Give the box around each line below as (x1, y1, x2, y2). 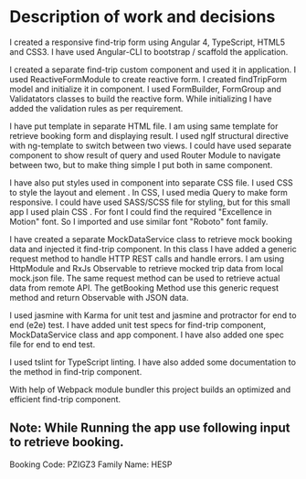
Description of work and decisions (9, 6, 276, 27)
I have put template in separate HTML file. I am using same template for (9, 121, 279, 132)
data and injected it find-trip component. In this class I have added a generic (9, 243, 297, 254)
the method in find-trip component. (9, 366, 142, 377)
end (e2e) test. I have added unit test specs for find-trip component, (9, 319, 267, 330)
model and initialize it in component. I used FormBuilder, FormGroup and (9, 83, 281, 94)
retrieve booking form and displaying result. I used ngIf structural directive (9, 130, 290, 141)
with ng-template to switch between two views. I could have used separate (9, 140, 292, 151)
